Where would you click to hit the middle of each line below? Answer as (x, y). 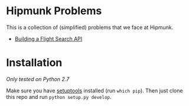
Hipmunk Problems (54, 11)
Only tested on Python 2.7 (38, 79)
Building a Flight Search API (48, 38)
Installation (34, 63)
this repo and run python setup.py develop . (59, 97)
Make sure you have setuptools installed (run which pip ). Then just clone (94, 91)
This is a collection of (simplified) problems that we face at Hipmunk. (90, 27)
